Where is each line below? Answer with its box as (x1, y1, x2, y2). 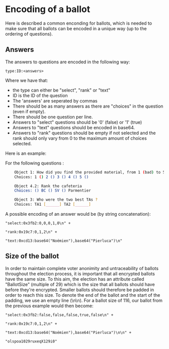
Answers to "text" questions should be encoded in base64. (12, 124, 135, 130)
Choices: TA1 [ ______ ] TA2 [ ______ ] (14, 202, 92, 207)
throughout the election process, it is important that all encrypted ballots (5, 271, 155, 277)
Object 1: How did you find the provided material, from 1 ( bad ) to (14, 169, 161, 175)
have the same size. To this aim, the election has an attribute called (5, 276, 144, 282)
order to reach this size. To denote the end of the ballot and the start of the (5, 292, 160, 298)
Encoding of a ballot (5, 4, 91, 15)
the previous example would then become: (5, 303, 94, 309)
